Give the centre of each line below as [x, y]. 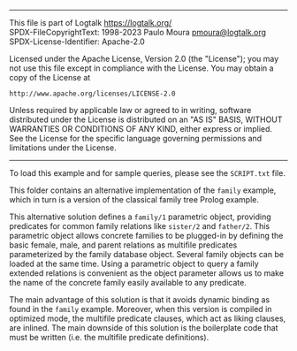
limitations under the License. [63, 148]
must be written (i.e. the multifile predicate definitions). [109, 337]
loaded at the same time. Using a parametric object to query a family [134, 263]
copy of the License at [50, 77]
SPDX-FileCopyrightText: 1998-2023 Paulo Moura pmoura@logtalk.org [138, 32]
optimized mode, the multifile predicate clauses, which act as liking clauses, [148, 318]
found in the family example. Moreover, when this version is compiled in [141, 309]
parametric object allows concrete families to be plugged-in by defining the [146, 236]
